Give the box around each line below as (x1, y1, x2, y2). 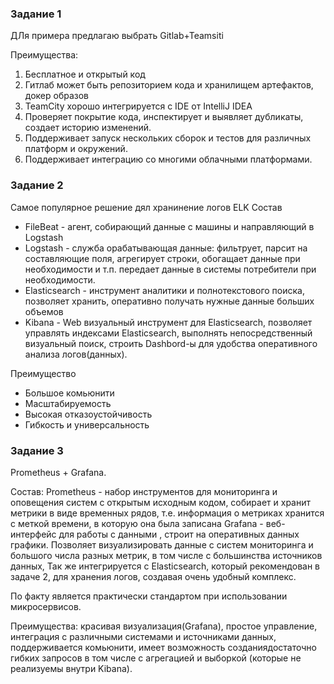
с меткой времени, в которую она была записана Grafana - (10, 517, 264, 529)
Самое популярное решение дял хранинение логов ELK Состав (10, 201, 283, 213)
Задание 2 (10, 178, 64, 192)
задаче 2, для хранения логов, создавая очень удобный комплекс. (10, 570, 297, 582)
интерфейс (10, 528, 57, 540)
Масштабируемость (24, 397, 112, 409)
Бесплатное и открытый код (24, 68, 146, 81)
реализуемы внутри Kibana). (10, 662, 133, 674)
